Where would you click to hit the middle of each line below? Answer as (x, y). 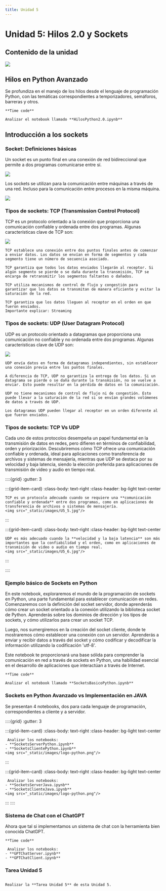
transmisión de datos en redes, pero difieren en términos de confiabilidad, (81, 443)
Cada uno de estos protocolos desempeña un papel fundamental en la (77, 438)
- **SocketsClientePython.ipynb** (41, 748)
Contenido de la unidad (41, 52)
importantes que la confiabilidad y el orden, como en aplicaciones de (80, 543)
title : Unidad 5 (22, 10)
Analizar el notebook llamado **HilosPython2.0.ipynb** (64, 120)
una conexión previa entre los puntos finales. (55, 367)
